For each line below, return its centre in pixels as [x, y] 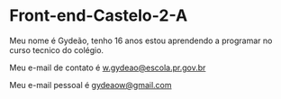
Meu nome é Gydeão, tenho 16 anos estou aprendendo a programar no [141, 40]
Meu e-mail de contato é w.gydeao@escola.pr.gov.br [108, 67]
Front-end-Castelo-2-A [99, 16]
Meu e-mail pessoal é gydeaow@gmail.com [91, 85]
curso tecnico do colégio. [57, 49]
